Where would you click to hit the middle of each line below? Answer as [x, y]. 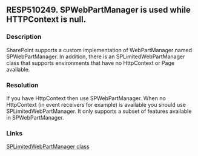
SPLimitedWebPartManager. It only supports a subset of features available [99, 111]
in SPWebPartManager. [35, 117]
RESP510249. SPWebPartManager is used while [98, 10]
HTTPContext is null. [46, 20]
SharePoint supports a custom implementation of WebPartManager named [99, 50]
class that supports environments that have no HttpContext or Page [90, 63]
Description [24, 37]
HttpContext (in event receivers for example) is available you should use [96, 104]
